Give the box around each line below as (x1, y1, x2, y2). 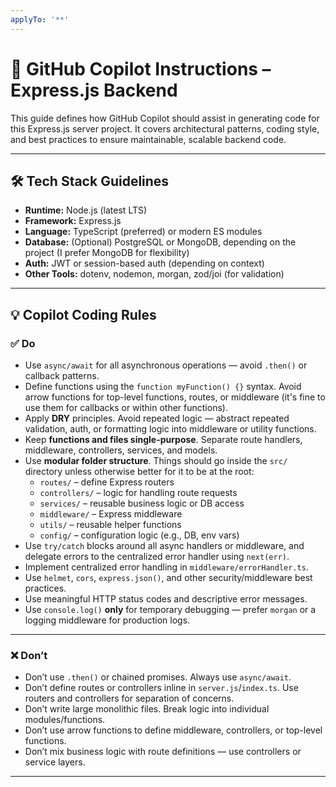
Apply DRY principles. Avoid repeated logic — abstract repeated (24, 412, 290, 425)
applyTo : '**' (10, 14, 70, 25)
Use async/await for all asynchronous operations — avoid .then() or (24, 359, 308, 371)
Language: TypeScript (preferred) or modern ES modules (24, 226, 263, 238)
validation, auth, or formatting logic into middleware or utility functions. (24, 423, 317, 435)
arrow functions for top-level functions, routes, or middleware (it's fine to (24, 391, 326, 403)
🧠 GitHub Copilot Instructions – (10, 57, 272, 80)
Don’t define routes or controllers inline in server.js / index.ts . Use (24, 682, 299, 694)
